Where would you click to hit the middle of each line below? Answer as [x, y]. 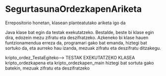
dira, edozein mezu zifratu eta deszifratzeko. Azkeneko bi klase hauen [77, 38]
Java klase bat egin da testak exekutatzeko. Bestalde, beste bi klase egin [80, 32]
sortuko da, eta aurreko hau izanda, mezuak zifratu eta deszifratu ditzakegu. [83, 48]
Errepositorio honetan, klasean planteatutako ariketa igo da [65, 23]
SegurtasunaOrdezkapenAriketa [74, 9]
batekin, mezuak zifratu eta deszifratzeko [48, 68]
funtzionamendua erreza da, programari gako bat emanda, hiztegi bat [76, 42]
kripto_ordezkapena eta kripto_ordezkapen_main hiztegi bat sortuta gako [80, 63]
